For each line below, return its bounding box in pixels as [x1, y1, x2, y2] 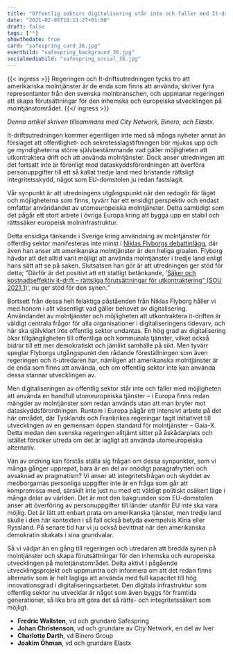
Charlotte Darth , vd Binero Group [17, 631, 114, 639]
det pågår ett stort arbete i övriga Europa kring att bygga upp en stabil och [7, 211, 220, 219]
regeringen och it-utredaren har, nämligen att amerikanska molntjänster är [7, 356, 218, 364]
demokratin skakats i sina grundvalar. [7, 530, 114, 539]
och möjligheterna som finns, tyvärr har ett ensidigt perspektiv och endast [7, 196, 220, 204]
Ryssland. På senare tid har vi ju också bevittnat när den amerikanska [7, 523, 206, 532]
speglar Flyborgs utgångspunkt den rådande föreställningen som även [7, 348, 208, 357]
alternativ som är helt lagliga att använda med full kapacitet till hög [7, 573, 197, 582]
